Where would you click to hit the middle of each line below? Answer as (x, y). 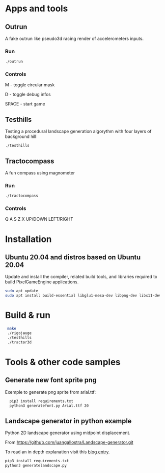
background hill (21, 136)
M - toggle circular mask (30, 85)
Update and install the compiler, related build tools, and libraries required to (81, 277)
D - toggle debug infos (28, 95)
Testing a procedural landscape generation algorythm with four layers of (78, 132)
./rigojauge (19, 333)
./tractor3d (19, 342)
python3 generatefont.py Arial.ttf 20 (49, 405)
